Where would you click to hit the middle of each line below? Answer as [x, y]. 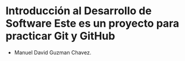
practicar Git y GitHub [60, 36]
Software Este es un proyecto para [93, 23]
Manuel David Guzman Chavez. [53, 52]
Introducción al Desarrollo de [79, 11]
